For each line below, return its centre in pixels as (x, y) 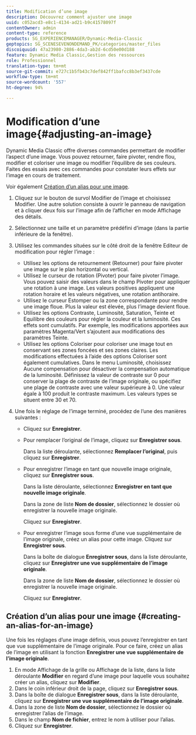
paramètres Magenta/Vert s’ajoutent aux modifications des (94, 331)
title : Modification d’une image (47, 11)
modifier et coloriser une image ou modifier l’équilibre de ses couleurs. (91, 163)
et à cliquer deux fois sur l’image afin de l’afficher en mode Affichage (98, 210)
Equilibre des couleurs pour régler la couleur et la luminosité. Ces (102, 319)
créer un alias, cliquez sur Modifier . (58, 682)
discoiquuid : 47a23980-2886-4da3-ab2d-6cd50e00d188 (70, 50)
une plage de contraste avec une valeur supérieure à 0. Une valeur (104, 387)
